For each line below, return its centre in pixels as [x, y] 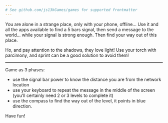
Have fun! [15, 115]
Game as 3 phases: [25, 70]
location [21, 85]
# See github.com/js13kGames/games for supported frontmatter [71, 10]
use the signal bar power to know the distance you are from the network [87, 79]
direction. [22, 106]
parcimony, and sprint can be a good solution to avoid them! [67, 55]
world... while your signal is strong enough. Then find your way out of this [81, 35]
